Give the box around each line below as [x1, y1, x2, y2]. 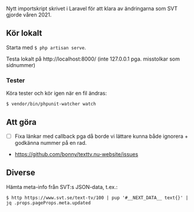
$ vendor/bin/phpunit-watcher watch [6, 101, 96, 107]
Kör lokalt [6, 28, 42, 38]
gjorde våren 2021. [6, 11, 52, 18]
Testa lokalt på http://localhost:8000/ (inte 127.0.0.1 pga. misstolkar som [6, 55, 180, 62]
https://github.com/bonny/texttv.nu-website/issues [14, 150, 139, 158]
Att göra [6, 117, 37, 127]
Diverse [6, 168, 35, 178]
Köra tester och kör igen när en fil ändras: [6, 90, 107, 97]
